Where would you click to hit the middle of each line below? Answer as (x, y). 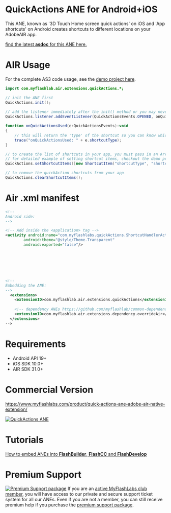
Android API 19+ (30, 358)
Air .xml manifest (42, 198)
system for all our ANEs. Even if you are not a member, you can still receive (84, 500)
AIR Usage (28, 65)
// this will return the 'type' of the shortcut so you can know (85, 135)
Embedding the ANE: (26, 285)
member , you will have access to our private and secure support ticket (79, 494)
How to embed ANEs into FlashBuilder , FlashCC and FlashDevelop (76, 454)
